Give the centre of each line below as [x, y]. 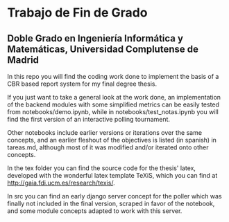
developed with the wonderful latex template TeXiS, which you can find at [112, 175]
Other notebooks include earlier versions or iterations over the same [105, 132]
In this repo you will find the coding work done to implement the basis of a [113, 76]
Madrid [23, 60]
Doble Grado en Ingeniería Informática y [95, 38]
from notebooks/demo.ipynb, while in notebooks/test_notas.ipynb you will [113, 112]
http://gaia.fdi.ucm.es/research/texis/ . [61, 183]
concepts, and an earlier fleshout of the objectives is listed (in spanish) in [112, 140]
